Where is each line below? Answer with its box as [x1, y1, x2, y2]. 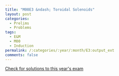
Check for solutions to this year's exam [5, 66, 84, 72]
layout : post [5, 12, 32, 17]
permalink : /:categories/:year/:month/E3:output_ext [5, 48, 115, 53]
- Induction [9, 43, 34, 48]
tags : [5, 30, 16, 35]
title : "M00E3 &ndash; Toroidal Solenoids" [5, 7, 95, 12]
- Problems [9, 25, 32, 30]
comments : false [5, 52, 38, 57]
